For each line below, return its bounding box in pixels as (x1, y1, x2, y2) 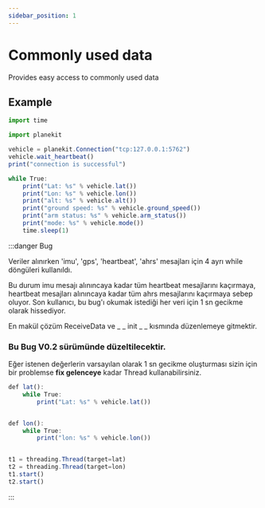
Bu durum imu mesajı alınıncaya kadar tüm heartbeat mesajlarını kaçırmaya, (8, 280, 256, 289)
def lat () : (8, 384, 45, 392)
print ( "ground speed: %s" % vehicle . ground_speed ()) (22, 204, 201, 212)
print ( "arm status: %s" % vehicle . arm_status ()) (22, 212, 187, 220)
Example (8, 95, 53, 108)
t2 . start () (8, 478, 45, 486)
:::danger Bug (8, 241, 53, 250)
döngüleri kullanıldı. (8, 265, 73, 274)
